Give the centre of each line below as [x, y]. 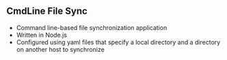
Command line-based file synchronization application [92, 27]
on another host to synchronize [61, 49]
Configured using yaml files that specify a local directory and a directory [118, 42]
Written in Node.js [42, 35]
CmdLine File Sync [47, 11]
